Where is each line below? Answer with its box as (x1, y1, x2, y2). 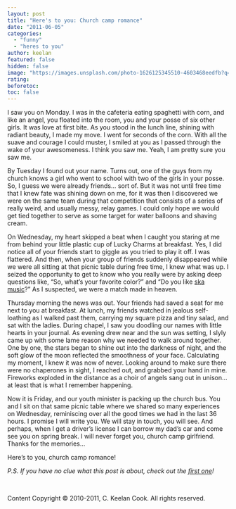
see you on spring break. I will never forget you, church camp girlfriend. (7, 432, 215, 441)
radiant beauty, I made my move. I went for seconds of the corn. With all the (7, 131, 227, 139)
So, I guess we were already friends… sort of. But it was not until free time (7, 182, 221, 190)
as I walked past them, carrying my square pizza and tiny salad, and (32, 314, 229, 322)
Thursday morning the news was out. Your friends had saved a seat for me (7, 299, 223, 307)
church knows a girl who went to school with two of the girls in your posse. (7, 174, 225, 183)
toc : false (7, 89, 39, 96)
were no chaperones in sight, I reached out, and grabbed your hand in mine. (7, 366, 228, 375)
